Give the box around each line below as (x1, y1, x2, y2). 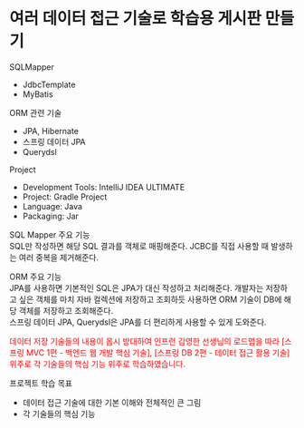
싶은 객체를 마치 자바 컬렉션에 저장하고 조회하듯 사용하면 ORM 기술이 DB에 (18, 294, 282, 305)
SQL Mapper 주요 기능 (9, 229, 90, 240)
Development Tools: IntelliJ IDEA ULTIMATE (22, 181, 185, 192)
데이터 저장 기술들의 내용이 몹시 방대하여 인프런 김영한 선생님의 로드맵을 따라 (9, 336, 280, 346)
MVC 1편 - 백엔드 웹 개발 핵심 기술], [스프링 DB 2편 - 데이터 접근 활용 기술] (25, 346, 290, 358)
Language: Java (22, 200, 83, 211)
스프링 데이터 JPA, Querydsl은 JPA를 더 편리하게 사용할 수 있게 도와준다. (9, 316, 267, 327)
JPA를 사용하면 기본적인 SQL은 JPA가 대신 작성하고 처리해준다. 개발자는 (9, 282, 264, 293)
